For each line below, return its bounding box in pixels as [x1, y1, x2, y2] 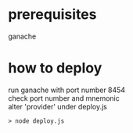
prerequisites [8, 6, 97, 24]
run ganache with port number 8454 [8, 85, 126, 94]
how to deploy [8, 59, 102, 77]
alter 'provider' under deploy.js [8, 102, 107, 111]
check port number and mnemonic [8, 93, 120, 103]
